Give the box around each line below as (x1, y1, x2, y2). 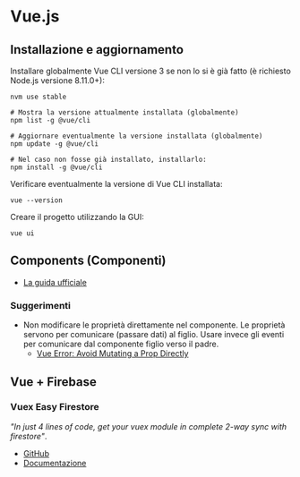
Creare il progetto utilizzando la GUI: (10, 212, 144, 222)
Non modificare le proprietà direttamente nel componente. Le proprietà (22, 319, 286, 330)
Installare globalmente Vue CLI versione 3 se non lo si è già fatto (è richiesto (10, 65, 292, 76)
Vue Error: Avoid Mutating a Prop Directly (36, 348, 189, 359)
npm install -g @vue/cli (10, 163, 103, 172)
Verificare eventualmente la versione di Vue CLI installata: (10, 179, 223, 189)
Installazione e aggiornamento (10, 42, 184, 57)
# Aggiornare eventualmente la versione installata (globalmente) (10, 132, 263, 141)
